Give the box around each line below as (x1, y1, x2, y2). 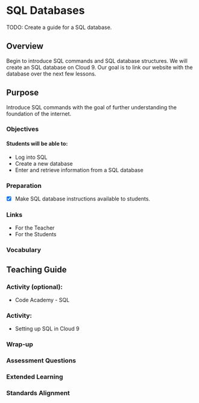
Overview (6, 41, 44, 51)
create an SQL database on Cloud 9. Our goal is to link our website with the (6, 63, 193, 71)
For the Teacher (14, 224, 55, 231)
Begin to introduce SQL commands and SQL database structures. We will (6, 57, 188, 64)
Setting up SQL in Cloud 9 (14, 325, 80, 332)
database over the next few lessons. (6, 70, 96, 77)
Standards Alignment (6, 388, 71, 397)
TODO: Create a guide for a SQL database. (6, 24, 112, 31)
